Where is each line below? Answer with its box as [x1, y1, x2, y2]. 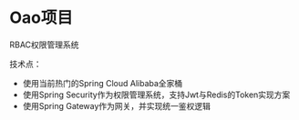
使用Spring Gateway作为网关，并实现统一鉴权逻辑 [22, 100, 211, 111]
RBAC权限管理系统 [9, 39, 79, 50]
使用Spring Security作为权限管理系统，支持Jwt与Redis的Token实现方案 [22, 89, 291, 100]
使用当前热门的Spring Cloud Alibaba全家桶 [22, 77, 183, 88]
